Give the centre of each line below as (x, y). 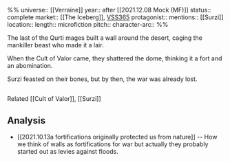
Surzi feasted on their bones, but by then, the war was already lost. (102, 79)
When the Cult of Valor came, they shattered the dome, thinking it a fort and (115, 58)
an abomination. (30, 66)
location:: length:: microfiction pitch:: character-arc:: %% (88, 24)
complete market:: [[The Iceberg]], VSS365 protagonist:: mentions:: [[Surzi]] (115, 17)
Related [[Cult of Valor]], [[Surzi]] (54, 99)
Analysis (27, 120)
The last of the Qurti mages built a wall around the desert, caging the (105, 38)
